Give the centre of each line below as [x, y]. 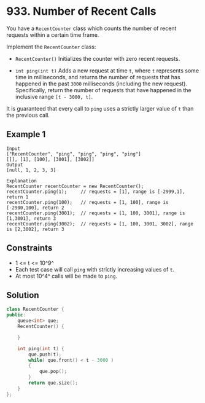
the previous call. [28, 115]
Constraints [29, 248]
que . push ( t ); [45, 354]
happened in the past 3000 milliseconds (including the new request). [101, 84]
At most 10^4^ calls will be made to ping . [66, 276]
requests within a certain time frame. [53, 34]
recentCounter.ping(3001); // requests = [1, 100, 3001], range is [96, 213]
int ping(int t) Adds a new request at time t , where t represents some [107, 70]
